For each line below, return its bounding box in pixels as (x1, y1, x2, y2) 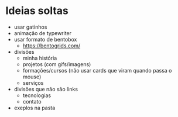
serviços (22, 79, 44, 86)
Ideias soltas (5, 4, 69, 18)
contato (22, 98, 42, 105)
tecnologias (22, 92, 51, 99)
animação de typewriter (13, 29, 71, 36)
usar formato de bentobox (13, 36, 77, 43)
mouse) (22, 73, 42, 80)
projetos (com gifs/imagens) (22, 60, 91, 68)
